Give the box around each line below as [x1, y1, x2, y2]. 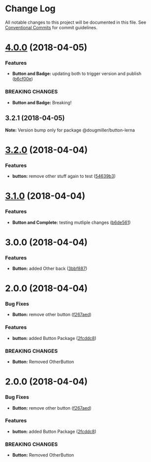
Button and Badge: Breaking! [12, 99, 72, 105]
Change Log [5, 3, 56, 14]
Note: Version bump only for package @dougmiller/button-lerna [5, 127, 135, 133]
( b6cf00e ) [12, 76, 33, 82]
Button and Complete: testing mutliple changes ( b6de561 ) [12, 219, 131, 225]
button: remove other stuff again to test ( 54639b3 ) [12, 173, 116, 179]
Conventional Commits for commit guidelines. [5, 24, 97, 30]
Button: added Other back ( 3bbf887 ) [12, 265, 88, 271]
